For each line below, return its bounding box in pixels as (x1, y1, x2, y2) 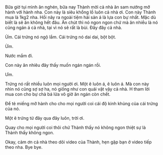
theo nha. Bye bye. (5, 144, 43, 150)
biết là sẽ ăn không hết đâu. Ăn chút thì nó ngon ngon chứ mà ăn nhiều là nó (5, 19, 158, 25)
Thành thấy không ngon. (5, 130, 54, 135)
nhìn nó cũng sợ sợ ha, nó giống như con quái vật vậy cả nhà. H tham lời (5, 86, 150, 92)
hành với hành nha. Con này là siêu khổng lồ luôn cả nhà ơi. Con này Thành (5, 9, 156, 15)
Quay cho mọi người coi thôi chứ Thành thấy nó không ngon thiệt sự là (5, 124, 146, 130)
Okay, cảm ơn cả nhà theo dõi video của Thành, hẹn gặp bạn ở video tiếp (5, 139, 152, 145)
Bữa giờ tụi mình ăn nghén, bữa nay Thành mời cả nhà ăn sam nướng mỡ (5, 4, 150, 10)
